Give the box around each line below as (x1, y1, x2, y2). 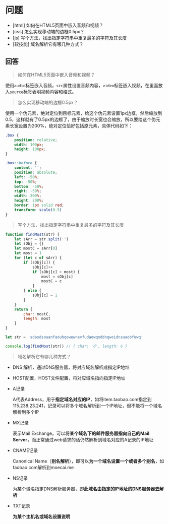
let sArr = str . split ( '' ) (14, 236, 69, 242)
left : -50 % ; (14, 174, 39, 179)
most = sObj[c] (41, 274, 73, 279)
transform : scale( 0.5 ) (14, 207, 62, 212)
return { (14, 307, 33, 312)
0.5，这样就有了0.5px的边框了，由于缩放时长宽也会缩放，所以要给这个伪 (5, 116, 156, 122)
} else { (23, 288, 42, 293)
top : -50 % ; (14, 179, 37, 184)
